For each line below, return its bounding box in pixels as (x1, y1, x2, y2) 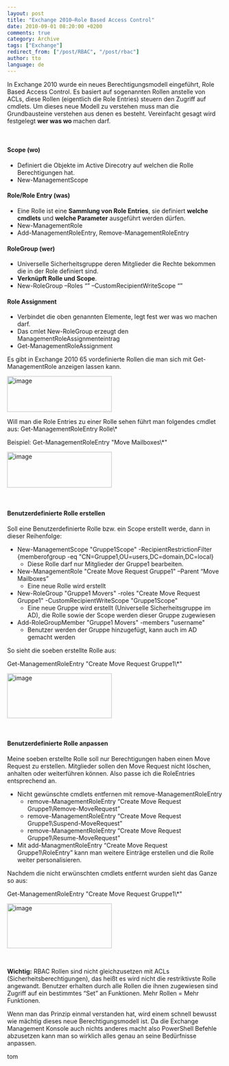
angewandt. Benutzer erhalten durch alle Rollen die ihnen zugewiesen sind (7, 981, 218, 990)
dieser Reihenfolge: (7, 531, 62, 540)
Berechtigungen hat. (16, 168, 75, 176)
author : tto (7, 55, 41, 62)
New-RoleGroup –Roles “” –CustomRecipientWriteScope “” (16, 281, 183, 290)
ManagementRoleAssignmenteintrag (16, 334, 120, 343)
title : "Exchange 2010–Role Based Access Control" (7, 17, 155, 23)
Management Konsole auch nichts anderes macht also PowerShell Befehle (7, 1024, 217, 1032)
